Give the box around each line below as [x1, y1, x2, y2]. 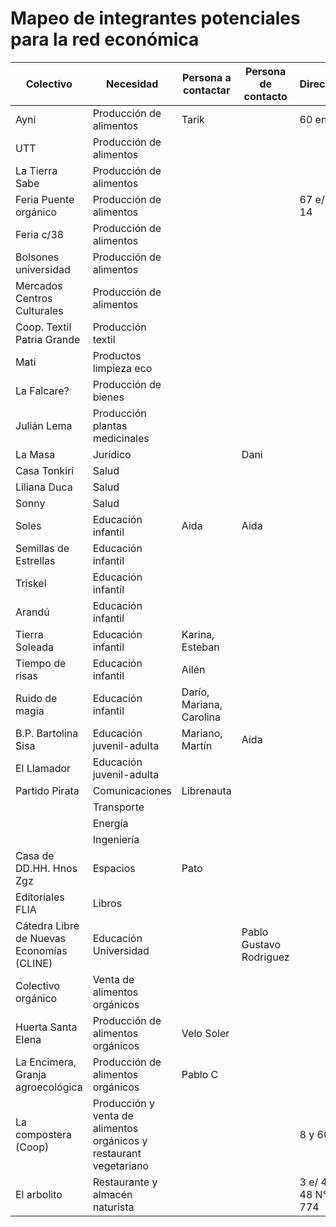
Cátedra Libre [15, 918, 80, 932]
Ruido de [15, 691, 58, 705]
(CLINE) [15, 956, 53, 970]
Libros [92, 896, 123, 910]
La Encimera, [15, 1055, 77, 1069]
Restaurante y [92, 1175, 158, 1189]
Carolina [181, 710, 222, 724]
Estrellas [15, 553, 56, 567]
